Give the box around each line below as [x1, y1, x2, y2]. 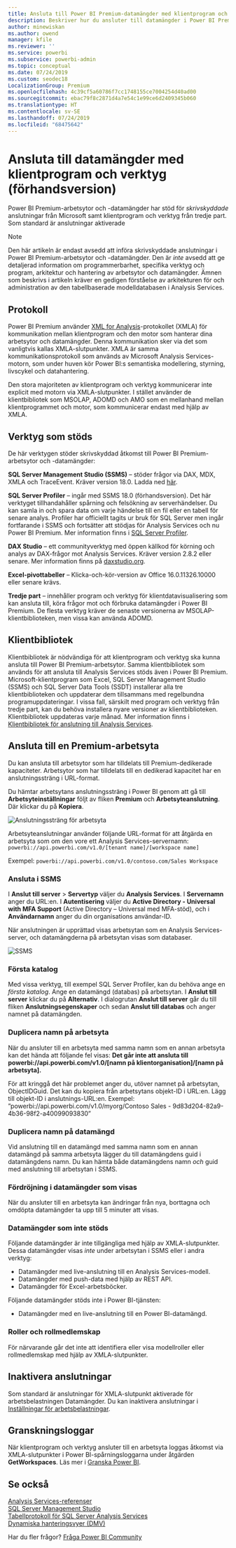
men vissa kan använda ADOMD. [58, 614, 153, 622]
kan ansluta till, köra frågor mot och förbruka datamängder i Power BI [8, 599, 208, 608]
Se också [8, 1478, 49, 1490]
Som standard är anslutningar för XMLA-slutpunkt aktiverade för [8, 1389, 193, 1398]
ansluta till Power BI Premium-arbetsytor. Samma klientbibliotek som [8, 660, 205, 669]
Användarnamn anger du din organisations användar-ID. [8, 912, 172, 920]
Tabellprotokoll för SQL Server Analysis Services [8, 1512, 148, 1521]
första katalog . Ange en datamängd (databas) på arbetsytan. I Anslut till [8, 987, 216, 996]
